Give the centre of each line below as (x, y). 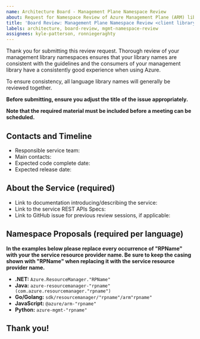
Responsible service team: (47, 150)
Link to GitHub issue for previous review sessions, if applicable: (93, 215)
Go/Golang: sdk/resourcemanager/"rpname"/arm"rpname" (83, 297)
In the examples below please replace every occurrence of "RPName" (94, 248)
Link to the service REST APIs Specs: (60, 209)
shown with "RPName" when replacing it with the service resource (90, 261)
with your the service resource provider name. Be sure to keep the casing (99, 255)
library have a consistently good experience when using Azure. (84, 70)
